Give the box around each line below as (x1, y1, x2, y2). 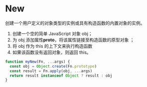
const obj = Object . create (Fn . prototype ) (9, 64, 97, 69)
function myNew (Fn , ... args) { (5, 59, 70, 64)
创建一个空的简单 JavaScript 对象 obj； (12, 30, 93, 36)
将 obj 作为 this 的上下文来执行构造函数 (12, 43, 93, 49)
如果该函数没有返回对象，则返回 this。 (12, 49, 91, 55)
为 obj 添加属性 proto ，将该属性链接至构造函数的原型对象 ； (12, 37, 135, 43)
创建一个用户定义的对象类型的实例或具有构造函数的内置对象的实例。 (5, 20, 145, 26)
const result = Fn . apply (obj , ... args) (9, 68, 93, 74)
